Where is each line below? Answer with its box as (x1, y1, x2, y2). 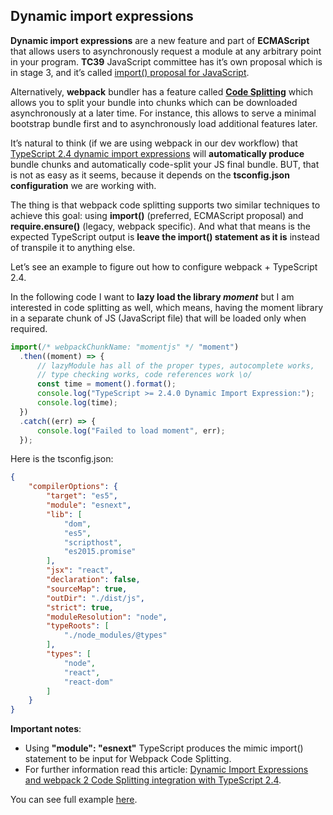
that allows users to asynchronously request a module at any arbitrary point (10, 45, 322, 57)
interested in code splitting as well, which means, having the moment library (10, 301, 324, 313)
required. (10, 322, 48, 334)
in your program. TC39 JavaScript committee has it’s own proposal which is (10, 55, 323, 68)
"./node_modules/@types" (63, 630, 168, 641)
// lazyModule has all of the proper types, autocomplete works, (36, 360, 315, 371)
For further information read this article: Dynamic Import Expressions (24, 764, 309, 776)
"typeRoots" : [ (46, 621, 110, 631)
